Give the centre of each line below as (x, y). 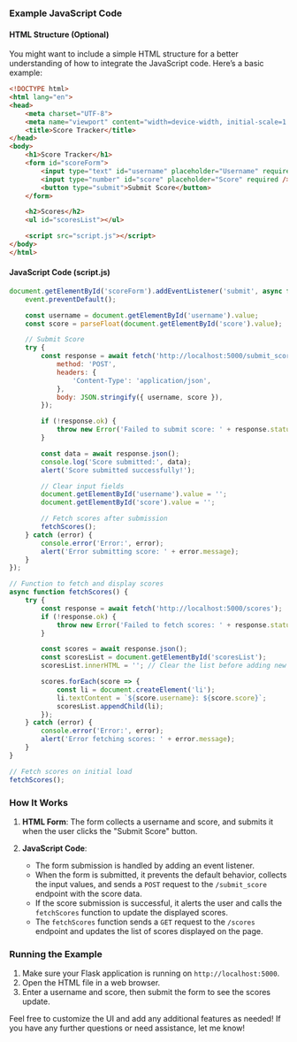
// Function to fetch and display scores (87, 584)
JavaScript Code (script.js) (60, 272)
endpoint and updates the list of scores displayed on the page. (149, 931)
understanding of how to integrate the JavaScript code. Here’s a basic (137, 64)
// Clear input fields (83, 486)
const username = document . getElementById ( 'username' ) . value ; (142, 315)
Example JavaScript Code (65, 13)
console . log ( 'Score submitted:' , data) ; (116, 462)
